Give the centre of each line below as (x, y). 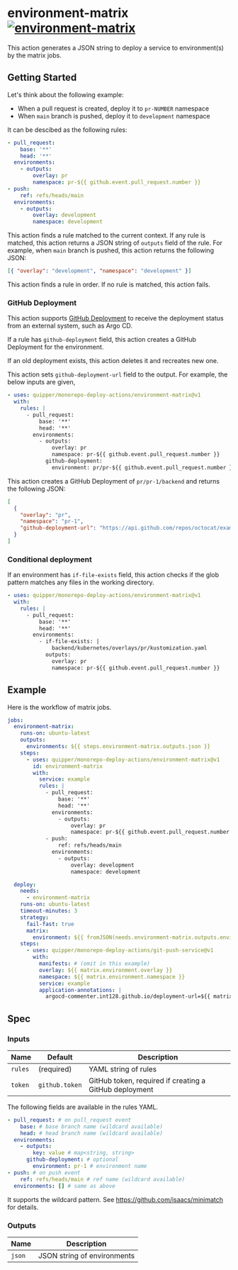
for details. (23, 1207)
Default (60, 1057)
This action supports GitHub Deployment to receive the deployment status (116, 318)
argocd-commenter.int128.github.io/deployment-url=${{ (128, 997)
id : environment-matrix (68, 766)
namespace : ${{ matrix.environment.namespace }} (112, 976)
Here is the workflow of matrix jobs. (59, 707)
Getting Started (42, 78)
